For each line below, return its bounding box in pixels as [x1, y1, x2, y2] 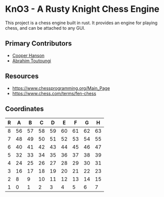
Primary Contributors [5, 39, 72, 48]
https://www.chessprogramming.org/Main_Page [12, 85, 110, 91]
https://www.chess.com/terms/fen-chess [12, 90, 97, 96]
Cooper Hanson [12, 52, 45, 58]
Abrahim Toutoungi [12, 58, 52, 64]
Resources [5, 72, 39, 80]
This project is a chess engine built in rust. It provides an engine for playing [5, 20, 158, 26]
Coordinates [5, 105, 44, 113]
